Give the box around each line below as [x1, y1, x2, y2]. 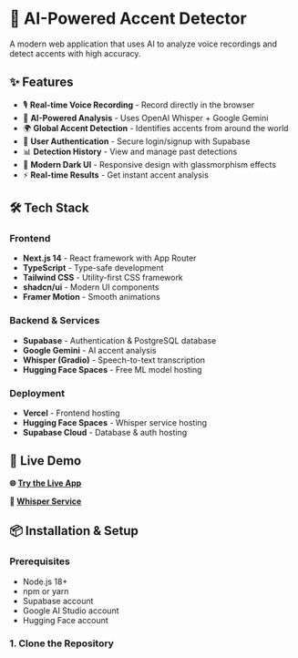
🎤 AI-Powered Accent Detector [9, 8, 248, 29]
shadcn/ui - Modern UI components [22, 282, 159, 293]
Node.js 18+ [22, 576, 68, 587]
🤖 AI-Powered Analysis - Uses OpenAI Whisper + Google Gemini [22, 112, 269, 123]
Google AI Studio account [22, 605, 119, 616]
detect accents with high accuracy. [9, 47, 141, 58]
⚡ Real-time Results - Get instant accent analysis [22, 169, 210, 180]
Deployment [9, 386, 66, 399]
